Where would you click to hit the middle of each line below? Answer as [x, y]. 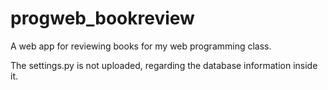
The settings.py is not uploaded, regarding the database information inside [164, 65]
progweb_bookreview [102, 18]
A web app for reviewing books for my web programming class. [141, 46]
